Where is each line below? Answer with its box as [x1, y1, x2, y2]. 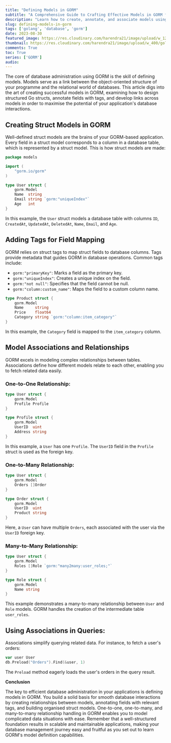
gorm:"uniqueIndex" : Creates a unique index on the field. [12, 275, 131, 281]
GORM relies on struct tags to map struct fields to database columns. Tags [5, 249, 162, 255]
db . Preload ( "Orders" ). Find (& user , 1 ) [5, 660, 85, 665]
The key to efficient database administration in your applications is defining [5, 689, 163, 695]
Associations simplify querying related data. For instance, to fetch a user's [5, 640, 161, 646]
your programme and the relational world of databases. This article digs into [5, 84, 164, 91]
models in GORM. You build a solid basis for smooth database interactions [5, 694, 161, 700]
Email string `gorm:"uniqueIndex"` [14, 197, 90, 202]
